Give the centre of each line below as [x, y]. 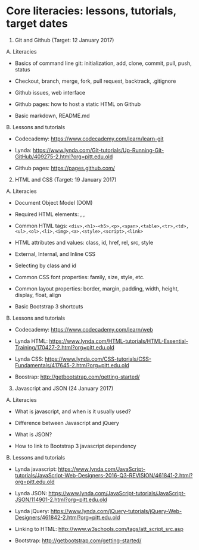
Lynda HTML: [31, 341]
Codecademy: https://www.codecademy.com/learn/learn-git [89, 139]
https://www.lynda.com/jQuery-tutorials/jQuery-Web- [116, 511]
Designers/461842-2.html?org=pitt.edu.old [67, 517]
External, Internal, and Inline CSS [55, 254]
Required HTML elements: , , [50, 214]
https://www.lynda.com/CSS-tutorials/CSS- [98, 359]
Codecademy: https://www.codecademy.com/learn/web [84, 329]
